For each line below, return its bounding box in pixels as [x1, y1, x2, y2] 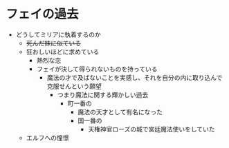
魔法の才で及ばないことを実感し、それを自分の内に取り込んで [46, 73, 223, 81]
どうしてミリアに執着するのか [15, 30, 101, 39]
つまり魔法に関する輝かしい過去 [57, 90, 149, 98]
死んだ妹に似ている [26, 39, 82, 47]
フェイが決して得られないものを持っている [36, 65, 158, 73]
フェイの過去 [6, 6, 80, 22]
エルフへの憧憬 [26, 134, 69, 142]
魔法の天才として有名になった [77, 107, 163, 116]
